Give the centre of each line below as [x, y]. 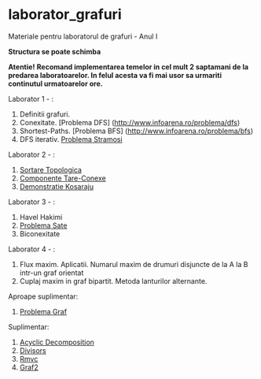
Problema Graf [43, 311]
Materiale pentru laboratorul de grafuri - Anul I [83, 36]
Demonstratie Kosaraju [57, 186]
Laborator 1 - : [31, 98]
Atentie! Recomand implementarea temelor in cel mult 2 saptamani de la [129, 67]
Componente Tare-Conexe [62, 178]
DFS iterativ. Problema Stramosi [71, 139]
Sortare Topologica [51, 169]
